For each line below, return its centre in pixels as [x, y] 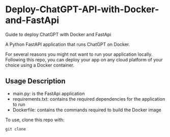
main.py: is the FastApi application [49, 94]
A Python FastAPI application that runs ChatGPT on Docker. [68, 44]
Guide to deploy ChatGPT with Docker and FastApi [58, 34]
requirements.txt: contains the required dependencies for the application [89, 99]
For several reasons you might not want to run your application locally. [79, 54]
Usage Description [35, 81]
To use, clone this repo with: [35, 120]
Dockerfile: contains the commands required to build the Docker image [87, 110]
